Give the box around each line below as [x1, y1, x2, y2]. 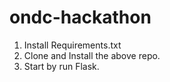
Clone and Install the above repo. [23, 49, 161, 61]
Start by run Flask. [23, 60, 100, 72]
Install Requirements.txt [23, 39, 122, 51]
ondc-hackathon [9, 6, 152, 29]
